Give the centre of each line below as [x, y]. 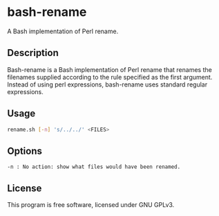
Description [33, 53]
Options [25, 151]
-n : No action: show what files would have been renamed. [94, 167]
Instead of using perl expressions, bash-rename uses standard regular [107, 84]
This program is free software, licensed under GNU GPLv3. [91, 205]
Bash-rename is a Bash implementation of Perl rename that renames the [109, 69]
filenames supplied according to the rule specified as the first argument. [110, 77]
